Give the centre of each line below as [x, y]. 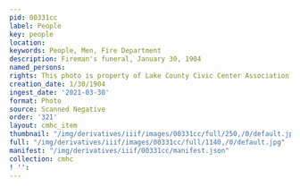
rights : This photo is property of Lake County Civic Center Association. [151, 76]
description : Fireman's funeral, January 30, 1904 [105, 59]
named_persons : [37, 68]
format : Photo [36, 101]
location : [28, 42]
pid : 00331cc [33, 17]
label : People [36, 26]
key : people [31, 34]
